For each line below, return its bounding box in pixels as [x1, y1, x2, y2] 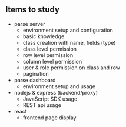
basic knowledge [22, 32, 65, 40]
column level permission [22, 58, 82, 65]
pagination [22, 70, 49, 77]
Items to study [5, 5, 60, 15]
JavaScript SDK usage [22, 95, 78, 102]
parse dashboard [14, 76, 56, 83]
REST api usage [22, 101, 61, 108]
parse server [14, 20, 45, 27]
